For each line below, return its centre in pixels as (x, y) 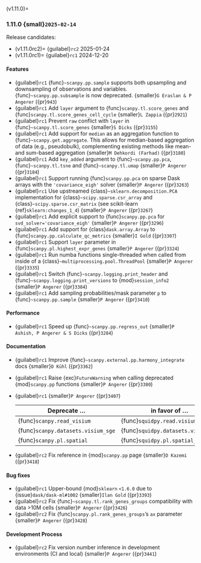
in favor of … (169, 411)
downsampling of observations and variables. (71, 89)
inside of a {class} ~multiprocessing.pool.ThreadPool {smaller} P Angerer (104, 261)
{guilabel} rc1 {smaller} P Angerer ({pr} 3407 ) (68, 396)
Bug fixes (18, 475)
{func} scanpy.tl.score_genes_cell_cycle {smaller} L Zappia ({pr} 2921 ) (101, 114)
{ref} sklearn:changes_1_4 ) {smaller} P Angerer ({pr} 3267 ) (84, 210)
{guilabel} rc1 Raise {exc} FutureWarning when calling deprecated (94, 378)
